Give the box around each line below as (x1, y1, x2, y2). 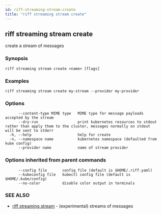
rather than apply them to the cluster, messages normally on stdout (5, 124, 151, 129)
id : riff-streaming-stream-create (5, 7, 76, 12)
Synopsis (5, 55, 28, 62)
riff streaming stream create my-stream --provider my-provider (5, 89, 139, 94)
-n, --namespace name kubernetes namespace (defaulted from (9, 137, 157, 142)
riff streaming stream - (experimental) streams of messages (12, 203, 134, 209)
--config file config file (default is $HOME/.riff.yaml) (18, 167, 153, 173)
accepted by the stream (5, 116, 54, 120)
